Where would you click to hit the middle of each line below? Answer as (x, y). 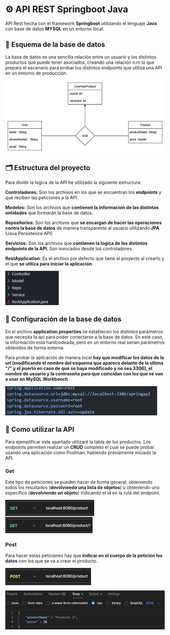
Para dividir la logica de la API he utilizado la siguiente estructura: (73, 182)
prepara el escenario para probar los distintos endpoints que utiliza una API (84, 67)
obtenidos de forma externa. (35, 348)
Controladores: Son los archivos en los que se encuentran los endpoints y (83, 192)
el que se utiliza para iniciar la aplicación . (49, 264)
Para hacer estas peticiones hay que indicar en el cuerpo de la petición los (84, 555)
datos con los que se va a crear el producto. (51, 561)
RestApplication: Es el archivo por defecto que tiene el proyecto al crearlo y (85, 258)
